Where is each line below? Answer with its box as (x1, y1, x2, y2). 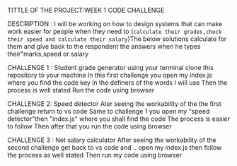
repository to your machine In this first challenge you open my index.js (7, 71, 212, 79)
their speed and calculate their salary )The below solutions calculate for (7, 35, 227, 43)
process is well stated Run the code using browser (7, 86, 155, 94)
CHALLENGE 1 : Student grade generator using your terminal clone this (7, 64, 214, 71)
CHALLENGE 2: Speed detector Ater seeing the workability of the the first (7, 100, 221, 108)
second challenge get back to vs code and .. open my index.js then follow (7, 143, 222, 151)
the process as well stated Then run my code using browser (7, 151, 183, 159)
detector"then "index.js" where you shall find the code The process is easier (7, 114, 230, 123)
